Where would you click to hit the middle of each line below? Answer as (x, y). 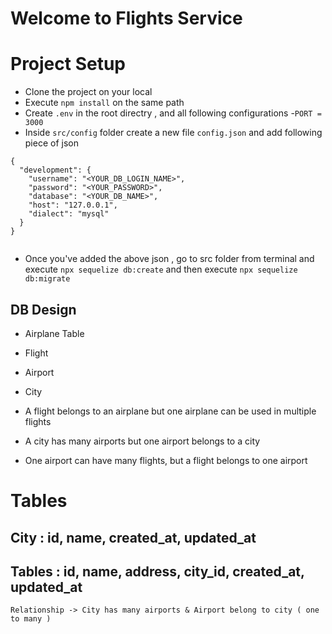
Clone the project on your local (88, 92)
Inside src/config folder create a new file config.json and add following (173, 133)
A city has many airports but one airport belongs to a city (142, 441)
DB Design (43, 309)
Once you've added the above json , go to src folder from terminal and (169, 259)
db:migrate (47, 279)
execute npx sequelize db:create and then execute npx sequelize (161, 269)
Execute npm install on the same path (104, 103)
